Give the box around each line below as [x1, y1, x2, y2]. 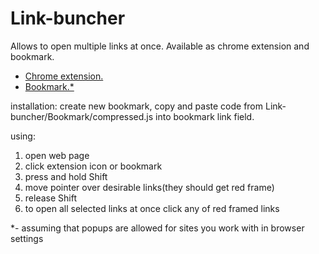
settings [10, 232, 44, 244]
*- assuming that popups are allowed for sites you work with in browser [10, 222, 305, 234]
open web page [24, 149, 90, 161]
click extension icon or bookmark [24, 160, 163, 172]
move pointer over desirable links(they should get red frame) [24, 181, 275, 193]
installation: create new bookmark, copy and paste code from [10, 100, 264, 112]
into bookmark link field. [155, 110, 255, 122]
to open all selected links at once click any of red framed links [24, 202, 280, 214]
